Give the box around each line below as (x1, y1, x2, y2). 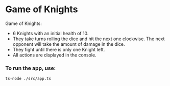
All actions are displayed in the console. (12, 52, 96, 58)
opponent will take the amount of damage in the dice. (12, 41, 125, 47)
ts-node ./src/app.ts (5, 76, 52, 81)
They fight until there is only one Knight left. (12, 46, 105, 52)
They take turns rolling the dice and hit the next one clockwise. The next (12, 36, 165, 42)
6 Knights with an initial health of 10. (12, 30, 89, 36)
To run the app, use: (5, 65, 56, 72)
